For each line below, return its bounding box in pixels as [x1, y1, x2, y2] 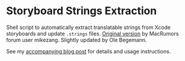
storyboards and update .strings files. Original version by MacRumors [6, 30, 179, 37]
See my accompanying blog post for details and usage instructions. [6, 47, 171, 54]
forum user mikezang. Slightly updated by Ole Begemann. [6, 36, 147, 43]
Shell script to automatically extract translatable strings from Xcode [6, 24, 171, 31]
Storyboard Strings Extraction [6, 4, 157, 18]
